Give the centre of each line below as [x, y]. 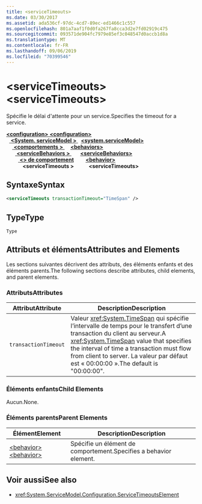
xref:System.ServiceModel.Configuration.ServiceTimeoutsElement [97, 494]
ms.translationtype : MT [36, 40]
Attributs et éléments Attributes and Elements [93, 250]
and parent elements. [32, 277]
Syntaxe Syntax [35, 185]
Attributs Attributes [35, 293]
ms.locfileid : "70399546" [38, 57]
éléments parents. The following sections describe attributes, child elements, [101, 270]
